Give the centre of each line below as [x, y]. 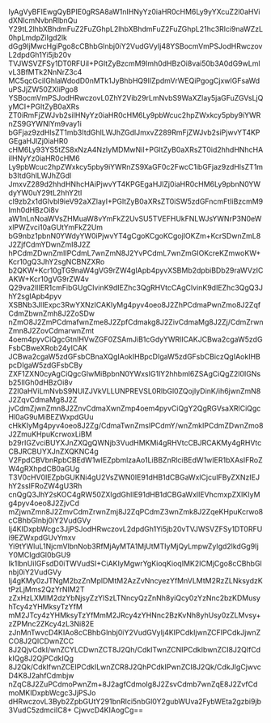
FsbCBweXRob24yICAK [48, 348]
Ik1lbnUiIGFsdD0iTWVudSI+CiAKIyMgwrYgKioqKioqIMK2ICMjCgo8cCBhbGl [135, 564]
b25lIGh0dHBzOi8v [40, 382]
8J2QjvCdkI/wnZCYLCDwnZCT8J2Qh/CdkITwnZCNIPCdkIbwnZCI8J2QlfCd [135, 650]
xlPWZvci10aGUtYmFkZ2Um [56, 227]
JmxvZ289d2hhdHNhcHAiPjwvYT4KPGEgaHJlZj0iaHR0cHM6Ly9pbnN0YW [135, 184]
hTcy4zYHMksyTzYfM [46, 607]
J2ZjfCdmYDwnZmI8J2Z [50, 244]
